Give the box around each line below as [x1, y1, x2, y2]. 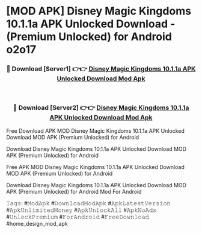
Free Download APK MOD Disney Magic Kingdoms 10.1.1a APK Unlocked [6, 127, 185, 134]
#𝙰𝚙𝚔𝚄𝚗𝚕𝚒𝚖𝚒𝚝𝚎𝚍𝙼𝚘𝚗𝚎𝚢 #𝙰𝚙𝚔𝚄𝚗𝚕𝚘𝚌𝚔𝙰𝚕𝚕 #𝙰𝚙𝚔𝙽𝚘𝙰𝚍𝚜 [6, 206, 157, 214]
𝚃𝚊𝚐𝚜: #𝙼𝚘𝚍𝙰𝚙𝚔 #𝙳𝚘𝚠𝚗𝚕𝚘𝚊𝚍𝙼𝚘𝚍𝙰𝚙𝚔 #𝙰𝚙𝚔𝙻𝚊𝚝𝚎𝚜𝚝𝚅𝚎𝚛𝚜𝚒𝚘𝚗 [6, 199, 171, 206]
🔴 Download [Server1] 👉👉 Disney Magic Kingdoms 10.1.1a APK [6, 65, 196, 73]
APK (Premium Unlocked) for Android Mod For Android [6, 188, 142, 195]
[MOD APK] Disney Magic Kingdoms [6, 4, 191, 18]
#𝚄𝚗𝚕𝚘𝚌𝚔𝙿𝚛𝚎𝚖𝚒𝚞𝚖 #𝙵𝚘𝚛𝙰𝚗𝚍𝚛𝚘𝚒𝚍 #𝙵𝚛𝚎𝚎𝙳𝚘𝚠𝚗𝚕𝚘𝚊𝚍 [6, 213, 149, 220]
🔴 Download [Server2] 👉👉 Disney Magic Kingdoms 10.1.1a [13, 104, 189, 112]
